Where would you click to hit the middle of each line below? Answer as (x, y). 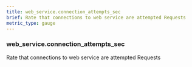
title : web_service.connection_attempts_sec (63, 12)
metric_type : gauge (31, 23)
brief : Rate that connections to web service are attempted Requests (96, 18)
